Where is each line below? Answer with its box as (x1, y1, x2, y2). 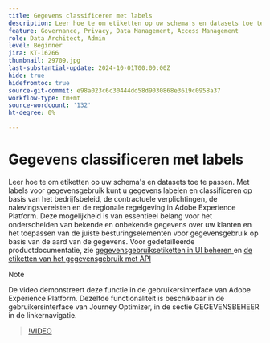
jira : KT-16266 (8, 49, 59, 57)
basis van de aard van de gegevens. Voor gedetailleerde (8, 236, 195, 246)
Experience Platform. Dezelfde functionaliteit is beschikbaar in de (8, 293, 225, 303)
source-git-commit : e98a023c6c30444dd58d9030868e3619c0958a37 (8, 86, 221, 95)
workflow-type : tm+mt (8, 94, 81, 102)
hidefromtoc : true (8, 79, 70, 87)
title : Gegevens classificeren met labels (8, 11, 153, 20)
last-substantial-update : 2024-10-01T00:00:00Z (8, 64, 171, 72)
